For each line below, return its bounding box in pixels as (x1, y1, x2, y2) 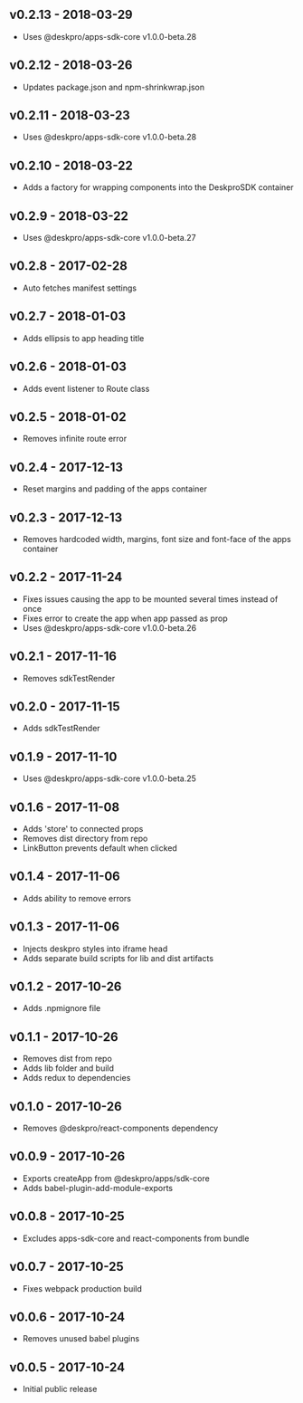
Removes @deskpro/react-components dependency (22, 1122, 219, 1134)
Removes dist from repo (22, 1054, 113, 1064)
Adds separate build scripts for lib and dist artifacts (22, 952, 214, 963)
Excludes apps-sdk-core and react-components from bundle (22, 1233, 250, 1244)
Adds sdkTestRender (22, 723, 101, 734)
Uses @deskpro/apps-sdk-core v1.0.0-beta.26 (22, 622, 197, 633)
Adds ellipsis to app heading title (22, 332, 145, 343)
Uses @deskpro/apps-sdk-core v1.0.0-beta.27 (22, 233, 196, 243)
